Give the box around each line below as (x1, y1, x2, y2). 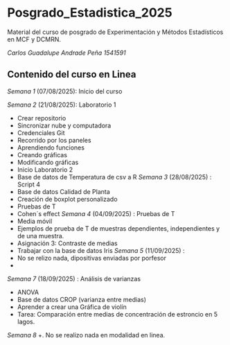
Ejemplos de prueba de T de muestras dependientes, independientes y (17, 224, 220, 233)
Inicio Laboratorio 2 (17, 165, 73, 174)
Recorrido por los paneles (17, 136, 91, 144)
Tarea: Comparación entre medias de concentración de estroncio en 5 (17, 310, 218, 318)
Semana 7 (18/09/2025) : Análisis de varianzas (7, 274, 141, 283)
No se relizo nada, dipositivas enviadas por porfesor (17, 254, 166, 262)
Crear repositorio (17, 114, 67, 122)
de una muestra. (17, 231, 64, 240)
